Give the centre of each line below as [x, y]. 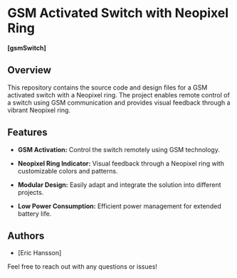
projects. [31, 192]
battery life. [35, 213]
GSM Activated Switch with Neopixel [118, 13]
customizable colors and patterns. [68, 171]
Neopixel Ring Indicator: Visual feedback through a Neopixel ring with [121, 163]
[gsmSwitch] [27, 48]
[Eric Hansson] [39, 253]
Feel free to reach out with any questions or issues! [83, 267]
